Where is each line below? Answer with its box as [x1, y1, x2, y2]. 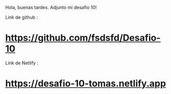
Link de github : [5, 14, 38, 20]
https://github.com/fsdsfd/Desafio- [5, 32, 161, 44]
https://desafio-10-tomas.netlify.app [5, 78, 166, 89]
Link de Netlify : [5, 60, 38, 66]
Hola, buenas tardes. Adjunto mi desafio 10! [5, 5, 97, 10]
